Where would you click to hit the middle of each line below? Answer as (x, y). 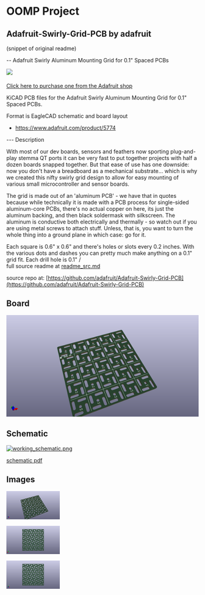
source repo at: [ (27, 278)
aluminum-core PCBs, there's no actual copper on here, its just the (90, 209)
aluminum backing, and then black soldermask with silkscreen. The (91, 215)
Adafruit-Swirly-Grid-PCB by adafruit (79, 34)
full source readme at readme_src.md (53, 266)
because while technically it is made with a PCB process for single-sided (98, 202)
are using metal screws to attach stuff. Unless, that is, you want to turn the (100, 228)
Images (21, 480)
